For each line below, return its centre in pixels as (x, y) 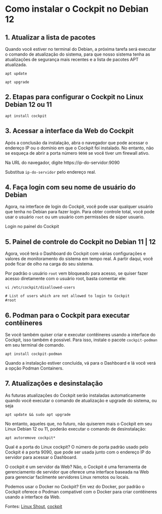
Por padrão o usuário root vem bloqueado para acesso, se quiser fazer (77, 273)
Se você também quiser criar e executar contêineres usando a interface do (80, 335)
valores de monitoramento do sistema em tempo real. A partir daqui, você (79, 259)
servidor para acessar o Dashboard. (41, 457)
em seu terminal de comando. (35, 345)
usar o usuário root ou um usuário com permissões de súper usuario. (75, 217)
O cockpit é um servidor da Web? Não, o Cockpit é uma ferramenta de (76, 467)
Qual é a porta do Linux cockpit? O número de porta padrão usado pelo (77, 447)
